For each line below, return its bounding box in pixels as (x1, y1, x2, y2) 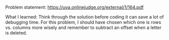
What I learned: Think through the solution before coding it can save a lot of (5, 14, 164, 19)
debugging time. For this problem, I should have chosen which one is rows (5, 19, 161, 25)
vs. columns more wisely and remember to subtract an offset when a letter (5, 24, 162, 30)
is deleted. (5, 30, 27, 35)
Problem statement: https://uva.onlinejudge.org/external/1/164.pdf (5, 4, 144, 10)
